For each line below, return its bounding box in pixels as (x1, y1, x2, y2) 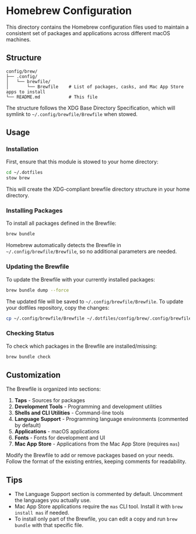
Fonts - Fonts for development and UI (14, 434, 106, 441)
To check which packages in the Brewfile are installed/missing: (6, 343, 157, 350)
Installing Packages (6, 207, 63, 215)
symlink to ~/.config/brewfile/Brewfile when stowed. (6, 110, 138, 118)
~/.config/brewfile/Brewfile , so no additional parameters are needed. (6, 248, 177, 255)
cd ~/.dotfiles (6, 170, 43, 176)
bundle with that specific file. (14, 522, 83, 529)
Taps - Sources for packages (14, 397, 86, 404)
